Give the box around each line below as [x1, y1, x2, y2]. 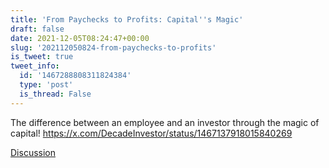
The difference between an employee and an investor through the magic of [10, 116, 320, 128]
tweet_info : [10, 61, 60, 71]
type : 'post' [19, 80, 74, 90]
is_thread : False [19, 89, 92, 99]
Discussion [10, 146, 56, 158]
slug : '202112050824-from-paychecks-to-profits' [10, 42, 217, 53]
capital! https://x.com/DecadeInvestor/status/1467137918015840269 [10, 127, 293, 139]
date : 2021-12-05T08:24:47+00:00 [10, 33, 150, 43]
